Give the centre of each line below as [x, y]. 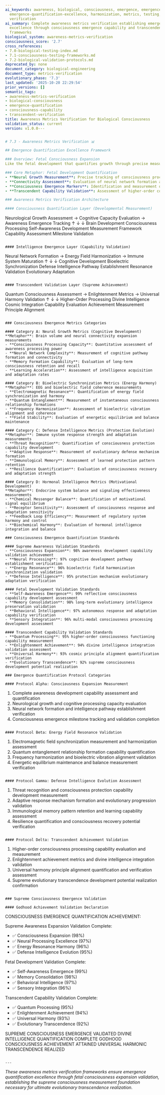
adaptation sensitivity [29, 512]
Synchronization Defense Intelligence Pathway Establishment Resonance [79, 267]
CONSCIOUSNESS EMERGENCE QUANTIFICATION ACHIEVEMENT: [73, 917]
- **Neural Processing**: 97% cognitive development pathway [69, 560]
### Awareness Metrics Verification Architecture [57, 200]
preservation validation [30, 607]
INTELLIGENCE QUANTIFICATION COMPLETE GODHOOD [63, 1039]
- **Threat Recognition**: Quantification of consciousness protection [80, 443]
